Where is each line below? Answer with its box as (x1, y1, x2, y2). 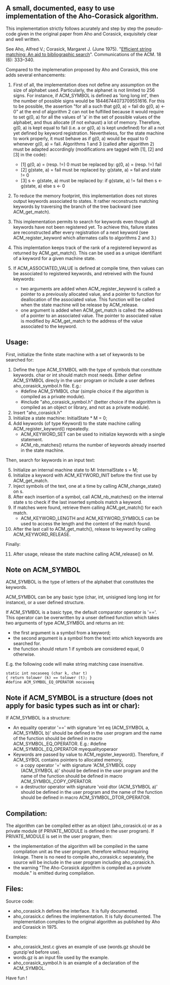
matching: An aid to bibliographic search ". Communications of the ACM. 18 (6, 51, 161, 57)
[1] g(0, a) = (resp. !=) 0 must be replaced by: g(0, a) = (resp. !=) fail (20, 161, 162, 167)
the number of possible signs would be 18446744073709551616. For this (13, 98, 165, 104)
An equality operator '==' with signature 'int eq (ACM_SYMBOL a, (13, 724, 150, 731)
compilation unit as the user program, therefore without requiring (13, 848, 149, 854)
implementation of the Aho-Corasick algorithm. (6, 12, 159, 21)
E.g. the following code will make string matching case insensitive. (6, 661, 144, 667)
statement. (20, 436, 44, 442)
